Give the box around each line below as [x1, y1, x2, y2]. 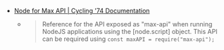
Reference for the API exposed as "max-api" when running [42, 20, 213, 28]
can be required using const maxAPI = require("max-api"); [42, 35, 215, 43]
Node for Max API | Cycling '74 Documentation [13, 7, 150, 15]
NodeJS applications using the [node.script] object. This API [42, 28, 218, 35]
